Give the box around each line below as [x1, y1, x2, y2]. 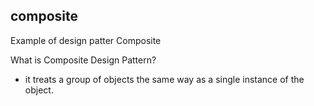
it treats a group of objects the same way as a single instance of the [24, 73, 305, 85]
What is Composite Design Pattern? [10, 54, 157, 66]
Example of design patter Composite [10, 34, 162, 46]
